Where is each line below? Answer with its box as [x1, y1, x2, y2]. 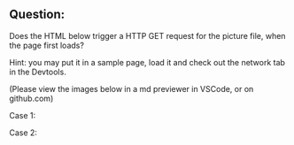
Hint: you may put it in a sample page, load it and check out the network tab [9, 57, 286, 67]
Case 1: [9, 110, 36, 120]
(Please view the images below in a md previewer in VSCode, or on [9, 83, 254, 94]
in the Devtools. [9, 66, 66, 77]
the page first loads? [9, 40, 84, 50]
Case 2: [9, 127, 38, 138]
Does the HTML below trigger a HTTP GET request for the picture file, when [9, 30, 286, 41]
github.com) [9, 93, 54, 103]
